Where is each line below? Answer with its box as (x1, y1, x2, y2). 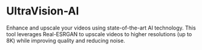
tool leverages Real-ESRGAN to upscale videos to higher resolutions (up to (6, 30, 192, 37)
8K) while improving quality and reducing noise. (6, 37, 125, 44)
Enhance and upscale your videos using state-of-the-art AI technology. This (6, 24, 197, 31)
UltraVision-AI (6, 4, 79, 18)
